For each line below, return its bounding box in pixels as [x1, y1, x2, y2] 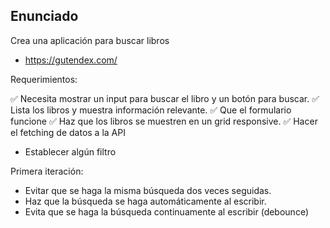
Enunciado [10, 8, 79, 25]
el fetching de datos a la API [10, 126, 126, 138]
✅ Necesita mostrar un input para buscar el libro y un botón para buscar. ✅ [10, 92, 320, 104]
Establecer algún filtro [24, 145, 117, 158]
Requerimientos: [10, 73, 78, 85]
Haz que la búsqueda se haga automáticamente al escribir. [24, 195, 267, 207]
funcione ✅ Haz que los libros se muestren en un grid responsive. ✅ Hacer [10, 115, 318, 127]
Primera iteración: [10, 165, 84, 177]
